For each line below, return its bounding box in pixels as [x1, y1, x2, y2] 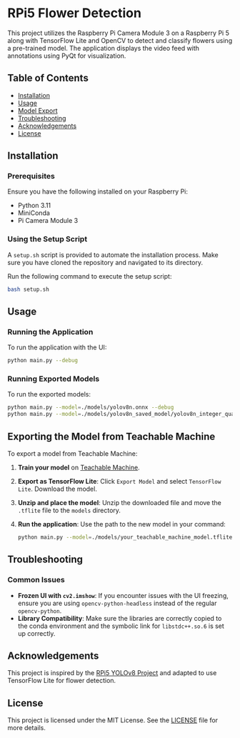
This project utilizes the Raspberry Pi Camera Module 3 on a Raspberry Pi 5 [7, 29, 230, 37]
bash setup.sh [7, 286, 50, 293]
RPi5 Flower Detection [7, 5, 141, 21]
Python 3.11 [17, 201, 51, 210]
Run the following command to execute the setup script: [7, 271, 172, 280]
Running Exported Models [7, 374, 100, 384]
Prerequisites [7, 171, 55, 181]
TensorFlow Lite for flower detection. [7, 677, 116, 685]
